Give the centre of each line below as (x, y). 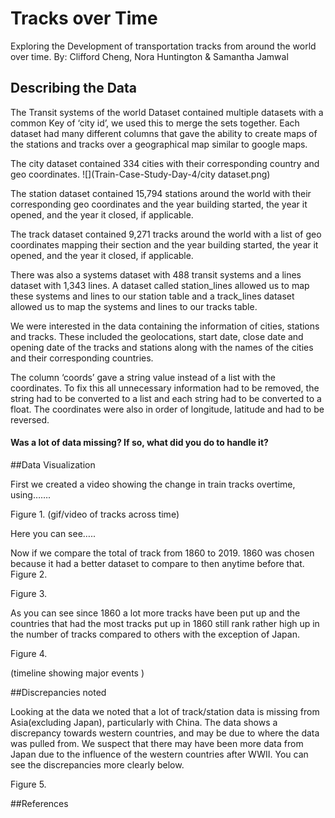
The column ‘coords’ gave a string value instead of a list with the (143, 377)
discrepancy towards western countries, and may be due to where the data (165, 733)
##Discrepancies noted (58, 692)
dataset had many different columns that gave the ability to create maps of (164, 133)
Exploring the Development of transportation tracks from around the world (163, 46)
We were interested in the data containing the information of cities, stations (165, 326)
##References (39, 803)
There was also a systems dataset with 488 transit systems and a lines (156, 274)
